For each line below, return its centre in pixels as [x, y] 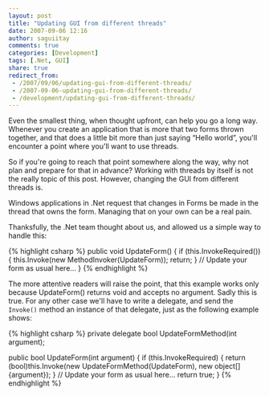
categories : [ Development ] [53, 53]
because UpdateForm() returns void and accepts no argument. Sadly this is [133, 292]
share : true [28, 68]
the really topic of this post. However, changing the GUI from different [124, 179]
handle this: [28, 236]
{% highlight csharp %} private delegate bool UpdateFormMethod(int [122, 333]
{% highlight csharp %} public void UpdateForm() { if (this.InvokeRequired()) [134, 251]
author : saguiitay [39, 38]
